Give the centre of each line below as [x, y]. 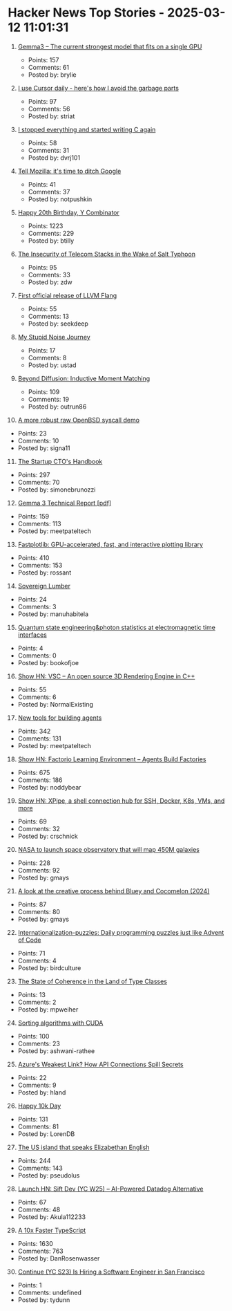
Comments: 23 [39, 1043]
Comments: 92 [39, 870]
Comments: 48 [39, 1209]
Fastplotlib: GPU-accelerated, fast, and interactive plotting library [110, 544]
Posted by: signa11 [44, 448]
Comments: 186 [40, 780]
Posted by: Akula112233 [51, 1217]
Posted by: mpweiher [48, 1009]
